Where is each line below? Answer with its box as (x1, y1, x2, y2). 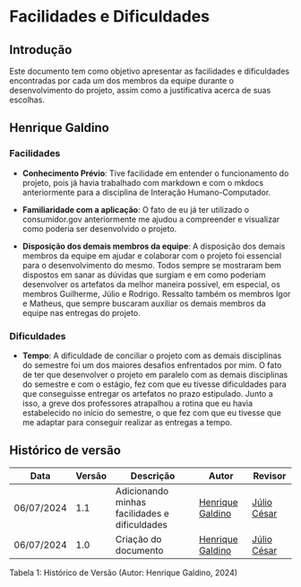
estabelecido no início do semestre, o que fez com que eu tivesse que (21, 407, 282, 418)
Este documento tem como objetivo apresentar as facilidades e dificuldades (9, 66, 289, 76)
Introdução (9, 42, 73, 57)
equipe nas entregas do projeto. (21, 307, 141, 318)
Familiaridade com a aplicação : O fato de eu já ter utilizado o (21, 204, 249, 215)
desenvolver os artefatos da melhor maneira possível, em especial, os (21, 278, 280, 289)
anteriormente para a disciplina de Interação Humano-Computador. (21, 187, 271, 197)
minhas (115, 495, 146, 508)
